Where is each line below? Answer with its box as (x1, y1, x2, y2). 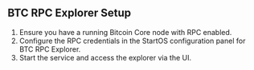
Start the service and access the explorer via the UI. (18, 52, 192, 62)
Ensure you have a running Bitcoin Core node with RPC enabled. (18, 27, 232, 37)
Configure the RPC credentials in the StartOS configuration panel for (18, 36, 246, 45)
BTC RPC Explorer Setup (7, 6, 132, 20)
